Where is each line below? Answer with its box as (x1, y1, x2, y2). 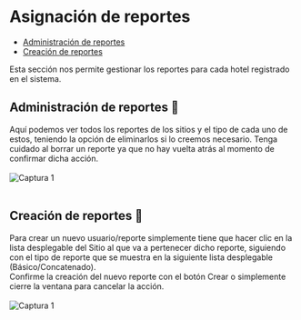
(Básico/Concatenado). (9, 261, 96, 272)
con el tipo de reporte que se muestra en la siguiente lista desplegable (9, 252, 274, 263)
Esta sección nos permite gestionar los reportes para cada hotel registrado (9, 64, 290, 75)
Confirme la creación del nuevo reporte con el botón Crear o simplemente (9, 271, 286, 282)
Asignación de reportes (9, 6, 191, 27)
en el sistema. (9, 73, 62, 84)
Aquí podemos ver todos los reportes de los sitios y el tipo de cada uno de (9, 124, 288, 135)
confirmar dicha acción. (9, 153, 99, 164)
